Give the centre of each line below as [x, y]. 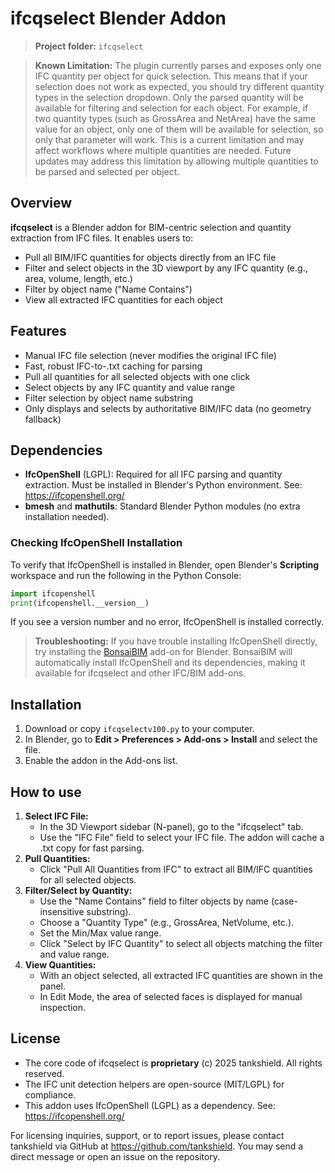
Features [38, 331]
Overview [41, 203]
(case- [284, 901]
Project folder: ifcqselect [89, 46]
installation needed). [67, 517]
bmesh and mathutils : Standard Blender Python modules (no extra [162, 506]
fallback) [43, 419]
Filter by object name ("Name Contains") [108, 289]
